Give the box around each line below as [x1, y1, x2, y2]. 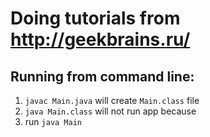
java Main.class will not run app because [24, 105, 197, 117]
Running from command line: [10, 68, 195, 85]
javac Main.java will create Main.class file [24, 95, 200, 106]
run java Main [24, 116, 82, 127]
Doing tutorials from [10, 7, 181, 30]
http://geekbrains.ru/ [10, 28, 191, 51]
